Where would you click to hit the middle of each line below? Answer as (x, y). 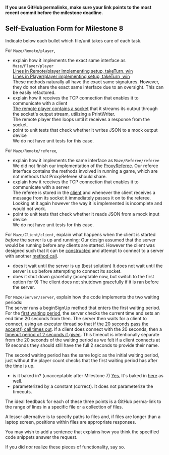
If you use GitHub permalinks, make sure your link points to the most (78, 7)
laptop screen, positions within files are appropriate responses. (71, 422)
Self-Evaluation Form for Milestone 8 (64, 29)
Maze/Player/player (33, 66)
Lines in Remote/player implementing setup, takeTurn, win (73, 71)
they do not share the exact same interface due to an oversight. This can (88, 87)
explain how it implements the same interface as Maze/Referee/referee (86, 160)
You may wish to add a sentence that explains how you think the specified (82, 432)
